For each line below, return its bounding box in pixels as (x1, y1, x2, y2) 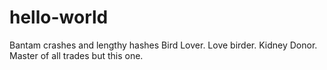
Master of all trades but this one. (9, 49, 144, 61)
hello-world (9, 6, 109, 29)
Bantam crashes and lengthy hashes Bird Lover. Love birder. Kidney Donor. (9, 39, 318, 51)
